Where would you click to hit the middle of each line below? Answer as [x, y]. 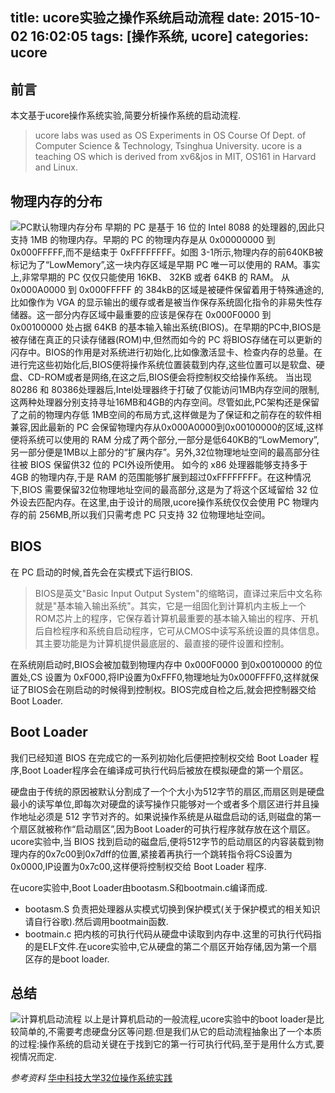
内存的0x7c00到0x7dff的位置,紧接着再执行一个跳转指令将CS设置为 [155, 854]
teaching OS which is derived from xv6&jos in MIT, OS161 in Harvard [175, 157]
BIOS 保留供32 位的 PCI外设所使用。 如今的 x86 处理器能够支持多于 [168, 465]
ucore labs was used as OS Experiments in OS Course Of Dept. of [170, 135]
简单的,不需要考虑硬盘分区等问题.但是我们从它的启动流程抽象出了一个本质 [170, 1032]
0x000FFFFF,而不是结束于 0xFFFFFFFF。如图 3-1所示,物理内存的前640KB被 [167, 252]
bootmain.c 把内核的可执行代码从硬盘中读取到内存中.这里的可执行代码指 [173, 934]
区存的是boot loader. [67, 959]
